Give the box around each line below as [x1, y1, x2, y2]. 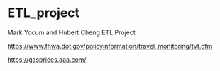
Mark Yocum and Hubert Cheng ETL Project [7, 28, 136, 37]
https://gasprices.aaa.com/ [7, 55, 87, 64]
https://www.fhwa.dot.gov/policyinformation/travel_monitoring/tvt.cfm [7, 41, 213, 50]
